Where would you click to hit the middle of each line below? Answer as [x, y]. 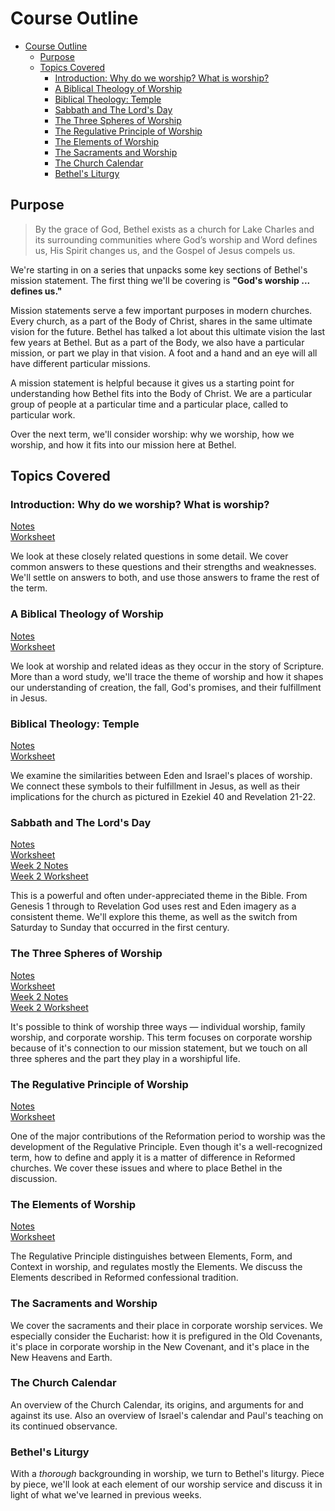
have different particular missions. [80, 363]
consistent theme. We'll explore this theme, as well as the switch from [154, 917]
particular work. [43, 414]
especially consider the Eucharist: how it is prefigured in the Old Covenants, [166, 1336]
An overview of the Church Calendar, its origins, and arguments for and [157, 1404]
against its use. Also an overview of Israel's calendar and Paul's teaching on [167, 1415]
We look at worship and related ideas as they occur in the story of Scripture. [167, 666]
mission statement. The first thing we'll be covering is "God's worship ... [160, 280]
